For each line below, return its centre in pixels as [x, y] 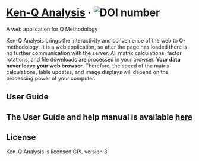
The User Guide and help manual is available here [99, 117]
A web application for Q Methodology [52, 29]
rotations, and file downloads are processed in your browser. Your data [93, 59]
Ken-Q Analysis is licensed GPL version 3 [57, 152]
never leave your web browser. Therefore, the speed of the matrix [88, 66]
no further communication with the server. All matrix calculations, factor [94, 53]
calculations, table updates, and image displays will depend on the [88, 72]
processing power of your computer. [51, 78]
